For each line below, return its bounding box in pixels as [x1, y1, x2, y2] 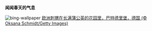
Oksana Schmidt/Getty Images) [5, 20, 68, 26]
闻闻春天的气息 [5, 5, 35, 10]
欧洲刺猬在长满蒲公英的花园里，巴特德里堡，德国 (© [41, 15, 147, 21]
